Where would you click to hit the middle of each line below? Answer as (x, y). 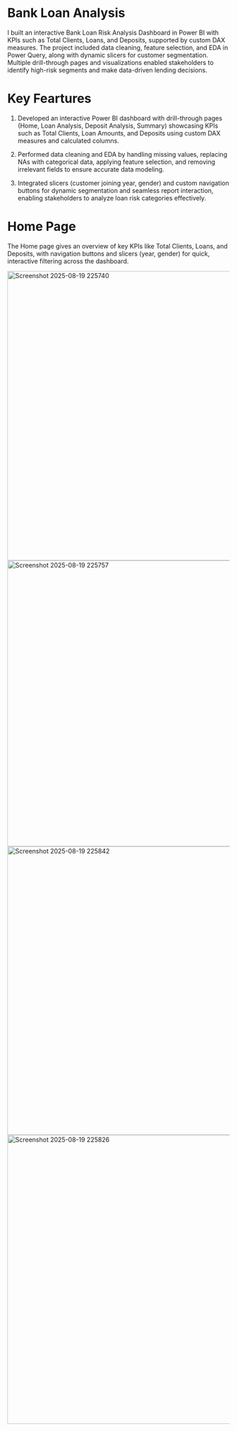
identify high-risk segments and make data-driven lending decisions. (108, 70)
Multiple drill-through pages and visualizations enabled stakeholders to (110, 62)
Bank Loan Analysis (66, 13)
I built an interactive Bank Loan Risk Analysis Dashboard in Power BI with (113, 32)
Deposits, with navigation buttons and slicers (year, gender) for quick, (109, 253)
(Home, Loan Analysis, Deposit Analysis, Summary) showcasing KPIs (118, 126)
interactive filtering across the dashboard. (68, 261)
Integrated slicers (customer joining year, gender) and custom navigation (123, 183)
